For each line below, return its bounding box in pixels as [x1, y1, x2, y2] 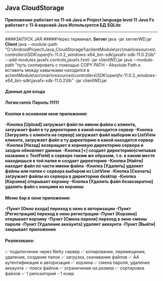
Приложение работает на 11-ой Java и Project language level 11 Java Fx [5, 17, 154, 22]
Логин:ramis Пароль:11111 [5, 100, 59, 105]
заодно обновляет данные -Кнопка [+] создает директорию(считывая [5, 147, 156, 153]
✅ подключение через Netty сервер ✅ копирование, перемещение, [5, 248, 147, 254]
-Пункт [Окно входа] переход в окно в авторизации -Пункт [5, 206, 131, 212]
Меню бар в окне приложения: [5, 195, 71, 201]
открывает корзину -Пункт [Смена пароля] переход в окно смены [5, 216, 147, 222]
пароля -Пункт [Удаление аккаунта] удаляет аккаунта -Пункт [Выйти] [5, 221, 156, 227]
